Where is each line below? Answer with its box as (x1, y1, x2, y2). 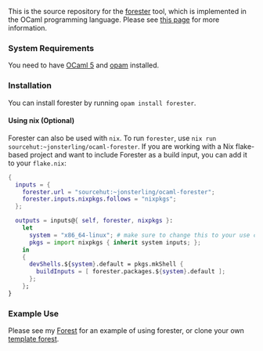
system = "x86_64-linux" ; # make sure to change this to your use (28, 231, 250, 239)
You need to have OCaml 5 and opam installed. (8, 60, 160, 70)
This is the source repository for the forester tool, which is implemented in (8, 7, 247, 16)
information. (8, 24, 48, 32)
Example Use (8, 308, 59, 319)
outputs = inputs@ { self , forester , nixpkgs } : (15, 217, 174, 225)
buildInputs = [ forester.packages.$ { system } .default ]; (36, 268, 225, 276)
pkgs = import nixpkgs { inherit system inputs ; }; (28, 238, 201, 246)
